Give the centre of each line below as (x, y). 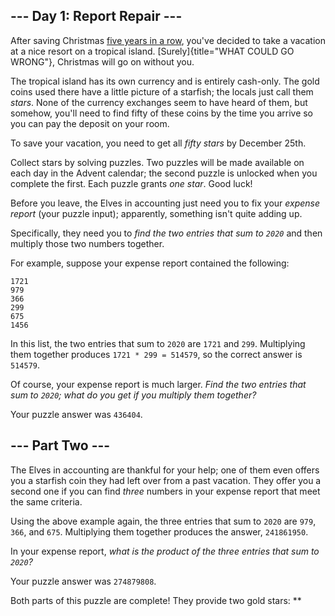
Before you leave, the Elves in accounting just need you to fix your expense (165, 203)
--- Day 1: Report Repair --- (96, 16)
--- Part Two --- (60, 445)
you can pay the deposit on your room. (90, 123)
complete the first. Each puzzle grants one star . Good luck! (131, 183)
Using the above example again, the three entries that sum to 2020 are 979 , (163, 521)
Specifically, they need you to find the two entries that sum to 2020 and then (166, 233)
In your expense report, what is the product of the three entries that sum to (165, 551)
